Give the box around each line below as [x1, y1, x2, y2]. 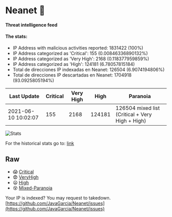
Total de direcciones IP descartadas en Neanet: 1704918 [12, 71, 132, 78]
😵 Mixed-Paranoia [12, 185, 53, 191]
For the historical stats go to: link [5, 140, 74, 146]
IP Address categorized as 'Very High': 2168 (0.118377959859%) [12, 56, 149, 62]
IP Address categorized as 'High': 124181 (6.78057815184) [12, 61, 135, 67]
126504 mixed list [115, 104, 160, 111]
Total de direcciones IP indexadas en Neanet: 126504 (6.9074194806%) [12, 66, 165, 73]
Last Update [9, 92, 40, 100]
